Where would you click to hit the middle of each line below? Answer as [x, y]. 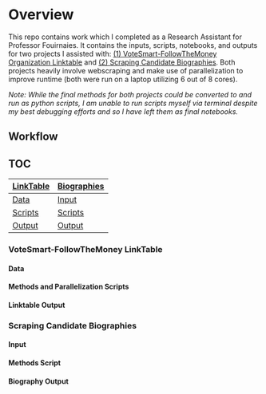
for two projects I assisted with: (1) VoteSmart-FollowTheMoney [113, 53]
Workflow [33, 137]
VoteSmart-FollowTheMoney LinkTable [85, 250]
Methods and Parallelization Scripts [69, 287]
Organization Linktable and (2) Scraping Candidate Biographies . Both [122, 62]
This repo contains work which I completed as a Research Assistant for [125, 37]
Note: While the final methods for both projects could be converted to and [130, 94]
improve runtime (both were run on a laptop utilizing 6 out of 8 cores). [123, 79]
